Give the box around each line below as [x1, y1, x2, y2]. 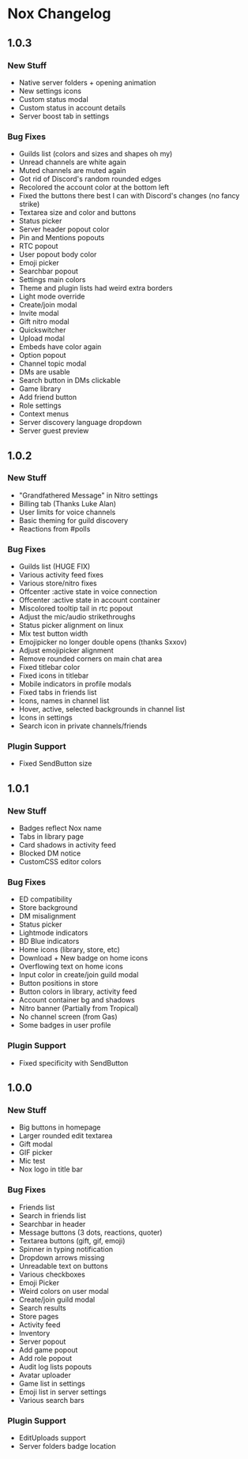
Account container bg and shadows [18, 995, 135, 1005]
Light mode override [18, 291, 85, 301]
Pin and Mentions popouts [18, 233, 105, 243]
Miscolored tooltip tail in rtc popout [18, 604, 133, 613]
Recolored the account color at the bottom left [18, 182, 170, 192]
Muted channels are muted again [18, 166, 127, 175]
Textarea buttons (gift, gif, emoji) [18, 1235, 126, 1245]
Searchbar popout [18, 266, 78, 276]
